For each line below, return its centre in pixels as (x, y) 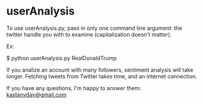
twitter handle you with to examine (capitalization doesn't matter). (89, 34)
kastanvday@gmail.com (36, 94)
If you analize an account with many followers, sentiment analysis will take (100, 70)
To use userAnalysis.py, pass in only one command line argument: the (94, 28)
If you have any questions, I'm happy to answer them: (74, 88)
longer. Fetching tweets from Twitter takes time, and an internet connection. (102, 76)
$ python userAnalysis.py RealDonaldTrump (62, 58)
